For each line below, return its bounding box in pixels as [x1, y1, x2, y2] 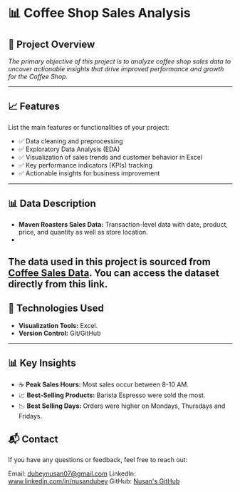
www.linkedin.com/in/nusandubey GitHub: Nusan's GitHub [8, 477, 180, 486]
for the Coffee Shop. [8, 72, 68, 81]
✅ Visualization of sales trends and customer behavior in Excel [18, 153, 202, 161]
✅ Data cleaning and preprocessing [18, 136, 123, 145]
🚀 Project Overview [8, 38, 95, 50]
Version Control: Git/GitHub [18, 329, 101, 337]
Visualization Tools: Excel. [18, 321, 98, 329]
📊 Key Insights [8, 357, 77, 369]
